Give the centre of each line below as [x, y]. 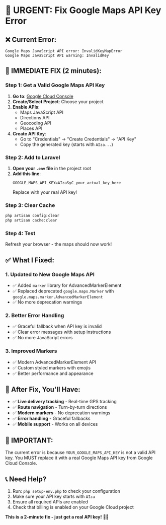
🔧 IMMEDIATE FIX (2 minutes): [53, 71]
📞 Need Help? [26, 479]
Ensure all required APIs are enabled [50, 502]
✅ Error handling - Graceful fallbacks [51, 419]
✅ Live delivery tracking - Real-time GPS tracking [64, 402]
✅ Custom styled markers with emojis [52, 367]
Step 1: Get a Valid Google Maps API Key [55, 85]
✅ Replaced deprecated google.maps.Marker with [63, 291]
